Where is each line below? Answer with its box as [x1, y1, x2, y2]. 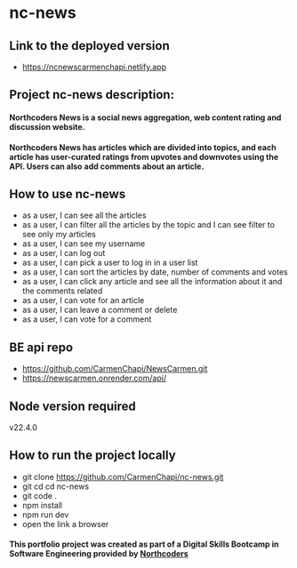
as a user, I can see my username [21, 238, 146, 249]
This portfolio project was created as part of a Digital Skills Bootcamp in [9, 539, 279, 549]
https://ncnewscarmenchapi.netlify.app [21, 61, 167, 72]
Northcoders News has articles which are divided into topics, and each [9, 141, 277, 153]
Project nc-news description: [9, 87, 175, 102]
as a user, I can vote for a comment [21, 314, 152, 324]
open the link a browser [21, 518, 109, 529]
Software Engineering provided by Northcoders [9, 548, 189, 559]
